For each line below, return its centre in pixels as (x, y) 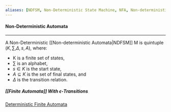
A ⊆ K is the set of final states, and (49, 74)
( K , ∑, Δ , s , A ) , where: (26, 48)
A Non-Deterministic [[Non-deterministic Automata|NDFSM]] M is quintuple (84, 42)
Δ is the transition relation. (40, 79)
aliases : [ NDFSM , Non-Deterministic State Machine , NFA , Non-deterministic (87, 10)
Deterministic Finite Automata (36, 104)
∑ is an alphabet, (30, 63)
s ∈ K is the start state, (37, 69)
